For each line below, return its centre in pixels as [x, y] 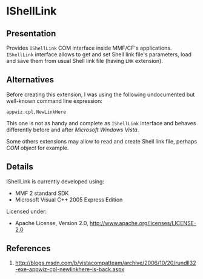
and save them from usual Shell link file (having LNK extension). [85, 61]
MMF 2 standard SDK [42, 193]
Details [20, 167]
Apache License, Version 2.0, [52, 223]
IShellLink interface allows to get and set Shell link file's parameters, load [99, 54]
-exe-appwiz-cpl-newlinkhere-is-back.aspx [70, 269]
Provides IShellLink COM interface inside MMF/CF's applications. [89, 48]
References [28, 248]
